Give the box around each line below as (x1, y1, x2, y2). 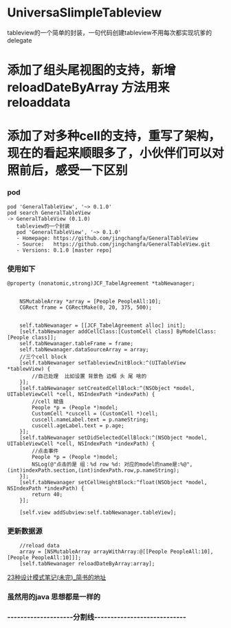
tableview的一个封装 (16, 222, 70, 230)
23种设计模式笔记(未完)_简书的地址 (7, 573, 107, 582)
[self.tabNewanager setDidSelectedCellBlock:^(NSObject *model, (19, 434, 208, 441)
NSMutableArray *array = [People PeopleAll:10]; (19, 298, 162, 305)
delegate (7, 36, 32, 44)
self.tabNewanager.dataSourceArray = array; (19, 346, 149, 353)
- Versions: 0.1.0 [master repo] (16, 246, 112, 254)
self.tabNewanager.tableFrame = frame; (19, 340, 134, 347)
